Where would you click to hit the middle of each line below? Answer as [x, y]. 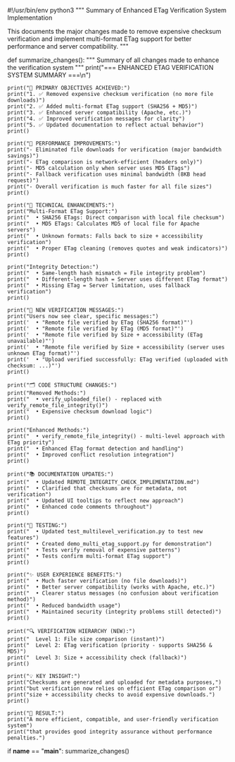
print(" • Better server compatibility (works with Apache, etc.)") [112, 587]
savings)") [23, 156]
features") [23, 538]
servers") [22, 230]
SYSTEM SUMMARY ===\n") [49, 75]
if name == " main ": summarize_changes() [69, 751]
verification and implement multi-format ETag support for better [100, 39]
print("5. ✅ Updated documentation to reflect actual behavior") [106, 125]
